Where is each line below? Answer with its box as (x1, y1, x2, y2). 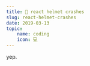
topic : (6, 25, 23, 32)
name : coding (17, 31, 50, 37)
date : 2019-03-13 (6, 20, 50, 26)
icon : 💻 (17, 37, 38, 43)
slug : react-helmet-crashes (6, 14, 77, 20)
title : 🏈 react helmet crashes (6, 8, 85, 15)
